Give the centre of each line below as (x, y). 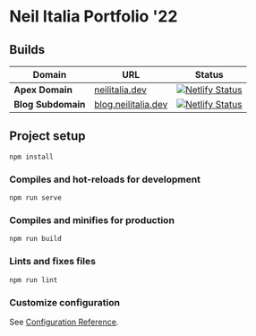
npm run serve (36, 198)
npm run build (36, 239)
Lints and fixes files (53, 262)
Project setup (48, 136)
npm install (31, 157)
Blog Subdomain (50, 104)
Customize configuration (65, 302)
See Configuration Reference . (64, 322)
